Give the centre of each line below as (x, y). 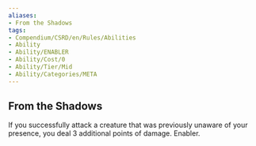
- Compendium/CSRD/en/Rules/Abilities (72, 37)
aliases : (23, 15)
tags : (17, 30)
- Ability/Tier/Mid (40, 67)
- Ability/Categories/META (53, 74)
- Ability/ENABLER (38, 52)
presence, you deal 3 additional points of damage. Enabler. (104, 133)
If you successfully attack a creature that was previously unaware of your (128, 125)
